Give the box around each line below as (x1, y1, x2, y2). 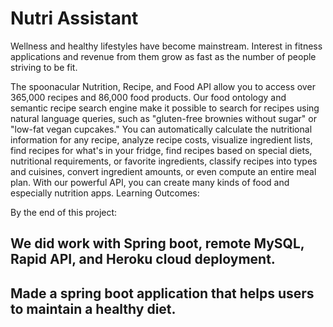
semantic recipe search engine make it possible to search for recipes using (10, 102, 320, 114)
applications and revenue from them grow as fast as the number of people (10, 50, 317, 62)
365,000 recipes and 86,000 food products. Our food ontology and (10, 91, 287, 103)
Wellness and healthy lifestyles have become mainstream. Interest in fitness (10, 40, 323, 52)
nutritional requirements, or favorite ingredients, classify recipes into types (10, 155, 318, 167)
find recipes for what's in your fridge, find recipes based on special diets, (10, 144, 313, 156)
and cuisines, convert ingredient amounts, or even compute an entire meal (10, 165, 317, 177)
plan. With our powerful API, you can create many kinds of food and (10, 176, 290, 188)
